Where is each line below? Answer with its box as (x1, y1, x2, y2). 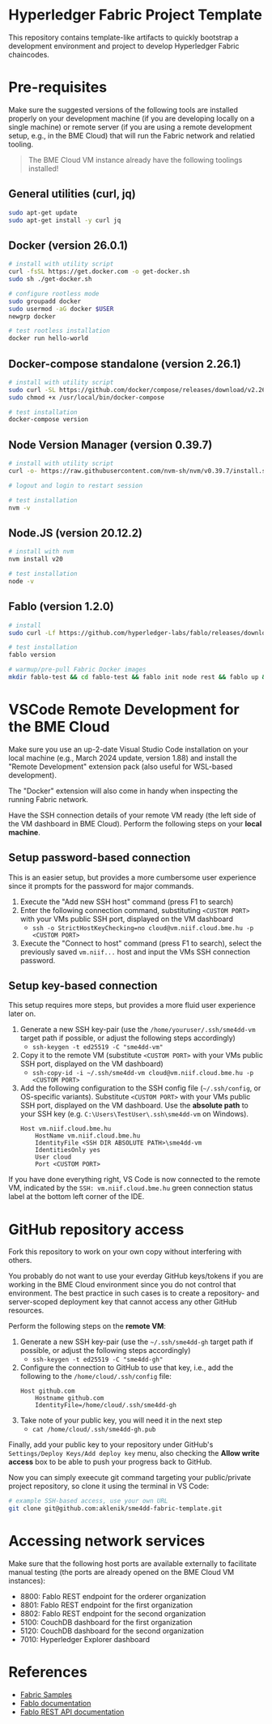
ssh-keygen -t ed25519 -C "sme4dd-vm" (32, 1043, 164, 1052)
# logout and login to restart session (8, 481, 143, 489)
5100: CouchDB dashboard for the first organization (19, 1618, 193, 1628)
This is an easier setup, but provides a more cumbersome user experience (8, 873, 257, 882)
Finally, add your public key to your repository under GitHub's (8, 1440, 214, 1449)
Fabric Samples (19, 1690, 73, 1699)
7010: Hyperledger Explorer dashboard (19, 1635, 150, 1645)
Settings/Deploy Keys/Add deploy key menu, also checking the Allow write (8, 1449, 261, 1458)
